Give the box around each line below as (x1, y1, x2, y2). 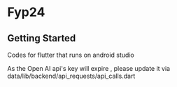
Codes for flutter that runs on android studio (7, 51, 134, 59)
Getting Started (7, 32, 76, 44)
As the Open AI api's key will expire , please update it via (7, 65, 170, 72)
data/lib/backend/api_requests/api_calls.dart (7, 72, 136, 80)
